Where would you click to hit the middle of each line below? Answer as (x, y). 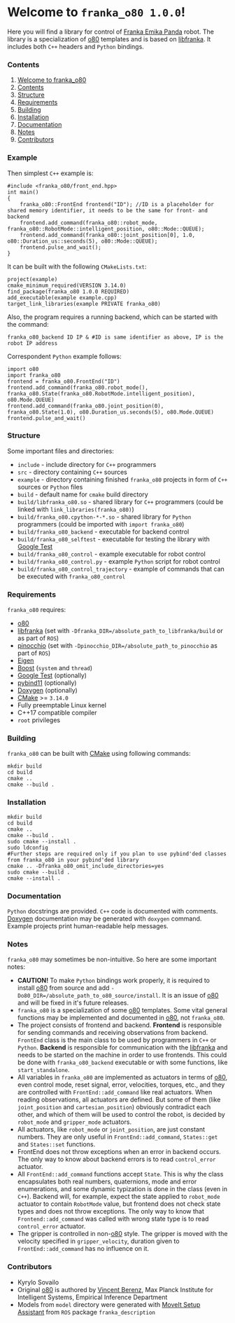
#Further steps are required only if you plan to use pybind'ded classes (117, 854)
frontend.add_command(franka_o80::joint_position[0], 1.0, (108, 235)
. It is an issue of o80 (188, 996)
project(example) (33, 279)
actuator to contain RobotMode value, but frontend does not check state (119, 1204)
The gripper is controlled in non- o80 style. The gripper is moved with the (122, 1234)
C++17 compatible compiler (57, 713)
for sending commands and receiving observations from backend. (113, 1033)
